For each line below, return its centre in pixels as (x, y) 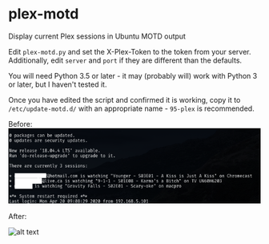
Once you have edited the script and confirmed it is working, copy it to (124, 100)
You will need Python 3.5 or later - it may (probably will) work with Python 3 (133, 75)
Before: (20, 124)
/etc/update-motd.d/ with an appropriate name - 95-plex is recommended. (131, 108)
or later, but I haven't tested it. (58, 84)
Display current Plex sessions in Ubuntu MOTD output (97, 36)
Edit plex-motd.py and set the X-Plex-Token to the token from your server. (130, 51)
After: (18, 217)
